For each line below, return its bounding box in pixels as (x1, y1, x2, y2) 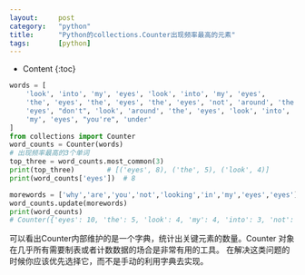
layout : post (9, 13, 75, 23)
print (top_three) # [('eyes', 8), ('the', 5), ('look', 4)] (9, 165, 271, 174)
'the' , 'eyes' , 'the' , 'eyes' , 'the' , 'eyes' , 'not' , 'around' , (25, 98, 274, 107)
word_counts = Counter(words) (9, 140, 124, 150)
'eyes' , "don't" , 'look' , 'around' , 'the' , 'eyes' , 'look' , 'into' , (25, 106, 290, 115)
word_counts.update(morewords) (9, 199, 128, 208)
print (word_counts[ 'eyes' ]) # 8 (9, 173, 136, 182)
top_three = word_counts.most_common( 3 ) (9, 157, 165, 166)
